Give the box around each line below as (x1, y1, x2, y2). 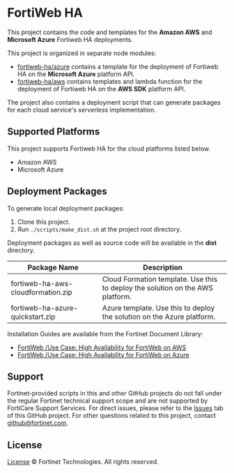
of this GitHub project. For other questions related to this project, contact (7, 412, 216, 420)
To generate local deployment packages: (7, 204, 125, 212)
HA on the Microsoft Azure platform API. (17, 70, 135, 78)
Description (142, 262, 183, 272)
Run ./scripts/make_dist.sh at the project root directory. (17, 225, 182, 233)
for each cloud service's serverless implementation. (7, 105, 157, 114)
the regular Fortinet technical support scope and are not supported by (7, 396, 208, 405)
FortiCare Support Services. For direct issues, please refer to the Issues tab (7, 404, 224, 412)
